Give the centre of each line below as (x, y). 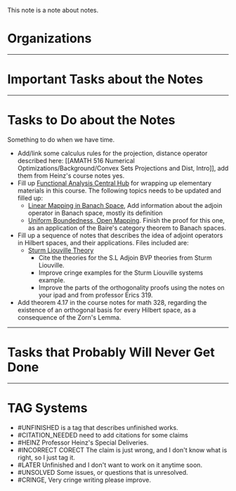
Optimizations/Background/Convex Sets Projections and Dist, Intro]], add (123, 168)
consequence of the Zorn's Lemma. (69, 317)
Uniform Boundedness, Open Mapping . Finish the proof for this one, (126, 220)
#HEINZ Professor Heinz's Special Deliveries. (83, 443)
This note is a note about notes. (53, 10)
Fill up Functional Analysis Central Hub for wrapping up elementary (114, 183)
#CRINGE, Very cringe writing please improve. (84, 480)
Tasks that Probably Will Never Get (111, 352)
